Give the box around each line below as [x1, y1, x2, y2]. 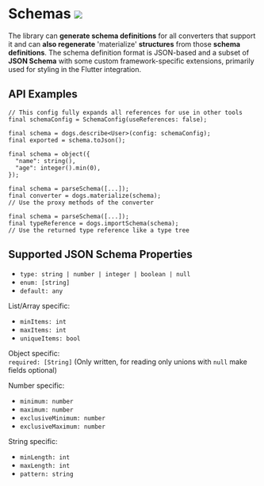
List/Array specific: [8, 301, 70, 310]
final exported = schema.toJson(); [8, 136, 126, 144]
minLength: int [19, 453, 71, 461]
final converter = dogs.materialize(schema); [8, 192, 161, 199]
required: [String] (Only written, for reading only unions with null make [8, 357, 247, 366]
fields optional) [8, 365, 57, 374]
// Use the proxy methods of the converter [8, 199, 155, 207]
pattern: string [19, 470, 74, 478]
